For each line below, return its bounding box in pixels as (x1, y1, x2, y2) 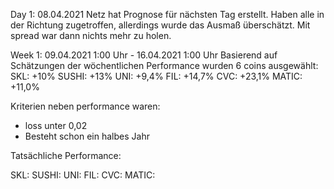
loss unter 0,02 (24, 120, 88, 131)
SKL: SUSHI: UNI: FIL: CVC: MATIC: (10, 169, 156, 181)
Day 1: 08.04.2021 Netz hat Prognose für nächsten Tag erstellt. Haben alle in (10, 9, 325, 20)
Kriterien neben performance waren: (10, 100, 161, 112)
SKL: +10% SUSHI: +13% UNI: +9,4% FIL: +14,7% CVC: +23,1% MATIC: (10, 70, 303, 82)
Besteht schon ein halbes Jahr (24, 130, 150, 142)
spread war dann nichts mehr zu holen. (10, 30, 172, 41)
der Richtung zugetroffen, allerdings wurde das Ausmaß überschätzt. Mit (10, 19, 311, 31)
